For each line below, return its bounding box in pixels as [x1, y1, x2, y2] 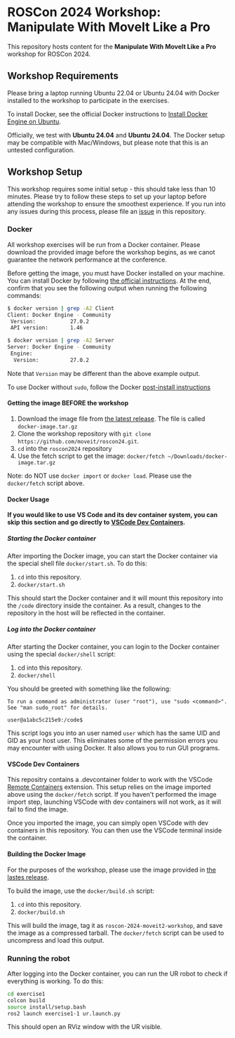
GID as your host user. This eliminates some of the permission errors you [7, 736, 218, 745]
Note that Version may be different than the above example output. [7, 369, 201, 377]
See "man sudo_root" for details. [7, 704, 109, 712]
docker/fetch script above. [7, 479, 85, 487]
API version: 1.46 [10, 324, 83, 332]
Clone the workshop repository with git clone [17, 429, 152, 438]
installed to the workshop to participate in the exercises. [7, 96, 170, 105]
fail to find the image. [7, 805, 69, 814]
